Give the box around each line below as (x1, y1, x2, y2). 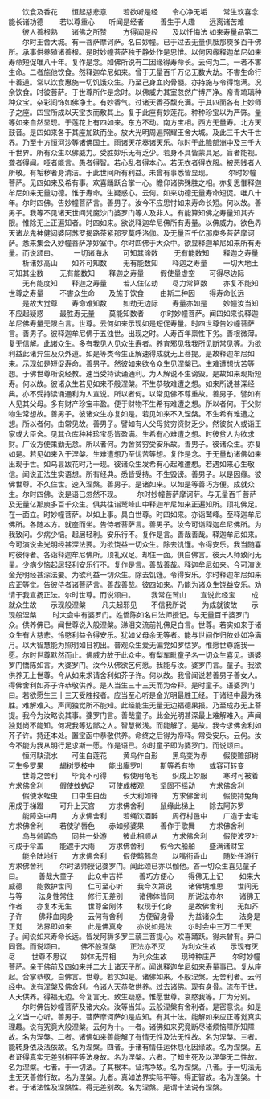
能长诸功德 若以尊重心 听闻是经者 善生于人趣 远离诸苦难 (8, 17, 245, 27)
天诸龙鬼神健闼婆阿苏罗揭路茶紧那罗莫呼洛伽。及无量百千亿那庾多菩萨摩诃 (8, 228, 255, 237)
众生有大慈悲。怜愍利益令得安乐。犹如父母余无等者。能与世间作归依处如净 (8, 630, 255, 639)
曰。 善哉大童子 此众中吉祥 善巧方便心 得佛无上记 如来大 (8, 871, 261, 880)
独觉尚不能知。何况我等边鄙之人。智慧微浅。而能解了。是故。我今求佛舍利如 (8, 720, 262, 730)
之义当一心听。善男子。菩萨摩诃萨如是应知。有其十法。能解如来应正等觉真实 (8, 1012, 262, 1021)
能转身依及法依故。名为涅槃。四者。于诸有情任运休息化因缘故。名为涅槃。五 (8, 1042, 262, 1052)
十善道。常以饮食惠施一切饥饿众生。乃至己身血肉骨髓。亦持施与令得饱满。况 (8, 77, 262, 87)
